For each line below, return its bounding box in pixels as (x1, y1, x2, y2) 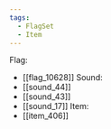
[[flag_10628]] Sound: (22, 72, 103, 83)
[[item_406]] (22, 110, 69, 122)
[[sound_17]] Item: (22, 101, 89, 112)
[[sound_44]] (22, 82, 71, 93)
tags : (9, 13, 30, 23)
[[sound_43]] (22, 91, 71, 102)
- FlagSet (17, 22, 54, 31)
